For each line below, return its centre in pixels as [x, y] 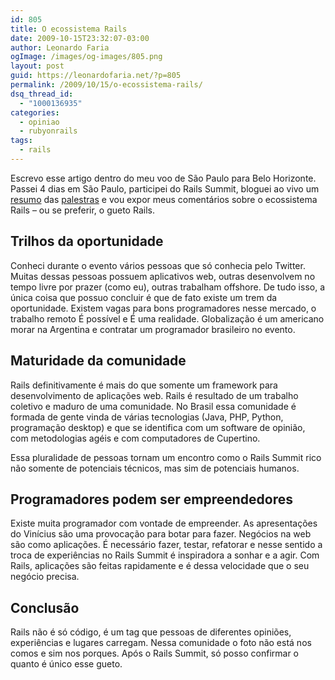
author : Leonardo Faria [60, 47]
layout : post [37, 66]
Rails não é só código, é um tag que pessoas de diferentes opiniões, [151, 632]
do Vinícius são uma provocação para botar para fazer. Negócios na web [161, 534]
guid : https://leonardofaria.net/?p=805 [96, 76]
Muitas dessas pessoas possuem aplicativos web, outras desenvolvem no [163, 276]
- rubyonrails [48, 131]
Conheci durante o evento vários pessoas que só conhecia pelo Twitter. [158, 265]
